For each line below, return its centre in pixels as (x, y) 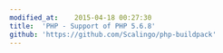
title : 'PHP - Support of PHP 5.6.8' (82, 26)
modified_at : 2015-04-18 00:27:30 (81, 18)
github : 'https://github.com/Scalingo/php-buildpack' (113, 34)
